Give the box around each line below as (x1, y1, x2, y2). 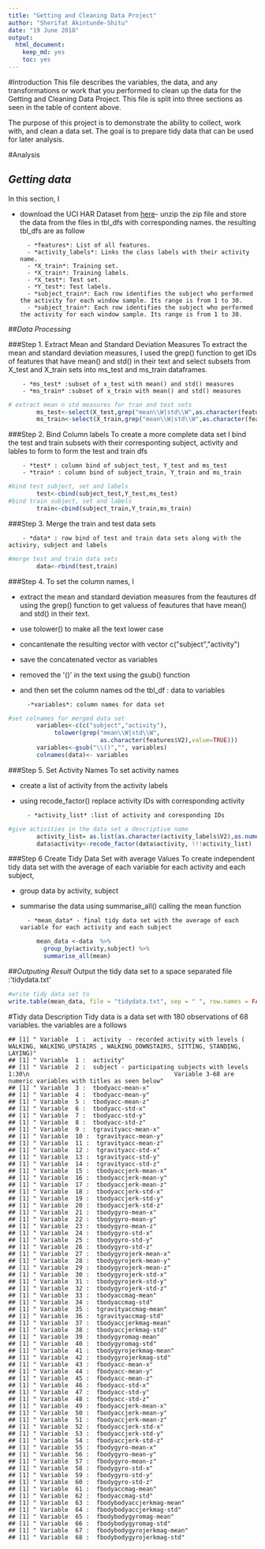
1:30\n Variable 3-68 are (8, 1070, 235, 1078)
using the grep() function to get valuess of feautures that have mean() (19, 600, 247, 609)
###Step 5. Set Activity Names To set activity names (8, 765, 180, 774)
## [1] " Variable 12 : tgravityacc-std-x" (8, 1146, 160, 1154)
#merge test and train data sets (8, 555, 118, 563)
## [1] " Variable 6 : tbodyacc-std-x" (8, 1104, 147, 1113)
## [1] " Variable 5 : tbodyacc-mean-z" (8, 1098, 150, 1106)
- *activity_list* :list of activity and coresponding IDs (27, 811, 226, 819)
